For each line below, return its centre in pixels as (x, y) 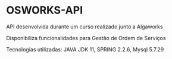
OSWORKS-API (45, 10)
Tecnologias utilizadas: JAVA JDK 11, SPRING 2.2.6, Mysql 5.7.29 (85, 49)
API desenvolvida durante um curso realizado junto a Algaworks (85, 27)
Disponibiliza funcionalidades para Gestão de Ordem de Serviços (86, 38)
